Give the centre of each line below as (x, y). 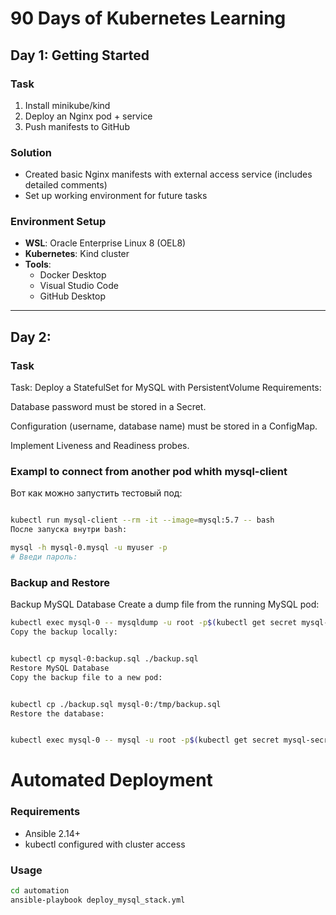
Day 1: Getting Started (80, 55)
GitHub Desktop (72, 296)
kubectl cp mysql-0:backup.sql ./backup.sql (104, 659)
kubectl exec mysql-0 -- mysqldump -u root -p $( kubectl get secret (154, 623)
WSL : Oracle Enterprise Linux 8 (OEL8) (105, 243)
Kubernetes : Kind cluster (77, 254)
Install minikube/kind (67, 105)
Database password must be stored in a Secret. (108, 407)
